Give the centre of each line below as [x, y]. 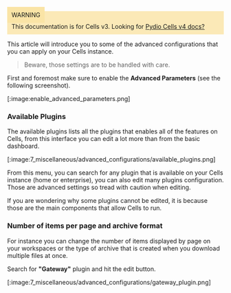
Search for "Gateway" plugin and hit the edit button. [81, 269]
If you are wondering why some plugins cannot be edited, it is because [108, 201]
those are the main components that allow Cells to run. [85, 208]
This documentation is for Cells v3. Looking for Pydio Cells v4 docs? [108, 26]
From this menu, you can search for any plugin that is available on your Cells [115, 173]
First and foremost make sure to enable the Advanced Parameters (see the [114, 78]
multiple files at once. [37, 255]
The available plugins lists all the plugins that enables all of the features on [112, 131]
